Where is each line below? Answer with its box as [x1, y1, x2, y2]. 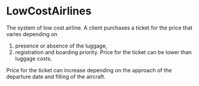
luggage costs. [14, 55, 52, 62]
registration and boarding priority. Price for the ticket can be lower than [14, 48, 192, 55]
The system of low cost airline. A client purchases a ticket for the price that [6, 24, 193, 31]
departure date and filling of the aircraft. [6, 73, 106, 80]
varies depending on [6, 30, 58, 37]
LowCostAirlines [6, 4, 92, 18]
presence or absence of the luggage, [14, 42, 107, 49]
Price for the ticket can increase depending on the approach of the [6, 66, 172, 73]
